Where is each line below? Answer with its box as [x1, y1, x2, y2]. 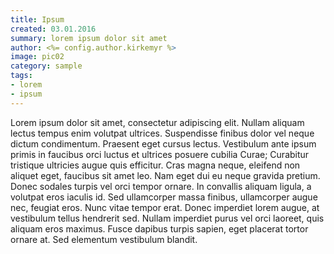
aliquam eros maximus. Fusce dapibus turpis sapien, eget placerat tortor [10, 222, 309, 235]
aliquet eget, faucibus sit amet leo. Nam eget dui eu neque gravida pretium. [10, 169, 321, 181]
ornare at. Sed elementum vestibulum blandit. [10, 233, 198, 245]
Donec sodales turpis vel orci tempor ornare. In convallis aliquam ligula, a [10, 180, 312, 192]
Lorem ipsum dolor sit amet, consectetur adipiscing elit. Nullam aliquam [10, 116, 305, 128]
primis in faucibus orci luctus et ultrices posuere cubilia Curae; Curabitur [10, 148, 310, 160]
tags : [10, 71, 33, 81]
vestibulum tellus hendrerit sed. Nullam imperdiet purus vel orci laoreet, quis [10, 212, 325, 224]
